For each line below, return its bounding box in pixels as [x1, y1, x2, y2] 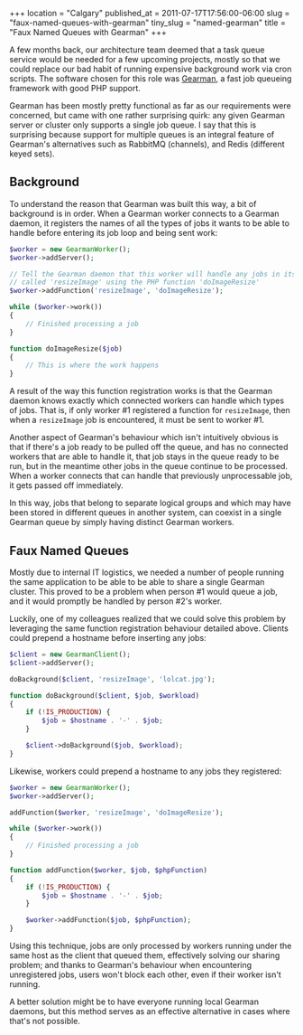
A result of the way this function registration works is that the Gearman [9, 386, 273, 397]
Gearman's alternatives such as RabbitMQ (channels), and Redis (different [9, 139, 286, 149]
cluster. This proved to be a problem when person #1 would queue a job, [9, 587, 278, 597]
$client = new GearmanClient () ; [9, 650, 131, 659]
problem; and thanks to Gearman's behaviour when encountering [9, 960, 252, 970]
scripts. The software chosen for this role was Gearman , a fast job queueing [9, 73, 292, 84]
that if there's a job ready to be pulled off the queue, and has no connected [9, 442, 289, 453]
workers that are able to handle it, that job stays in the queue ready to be [9, 451, 280, 462]
